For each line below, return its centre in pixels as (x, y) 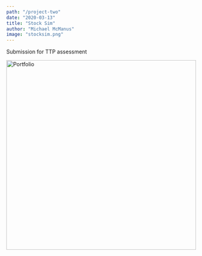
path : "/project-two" (34, 12)
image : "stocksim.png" (35, 35)
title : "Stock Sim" (31, 23)
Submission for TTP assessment (47, 52)
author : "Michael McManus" (40, 29)
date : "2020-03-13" (31, 18)
